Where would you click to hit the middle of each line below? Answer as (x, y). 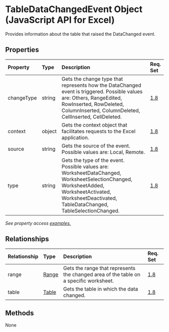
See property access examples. (38, 223)
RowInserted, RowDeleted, (93, 104)
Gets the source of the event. (96, 146)
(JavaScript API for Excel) (60, 20)
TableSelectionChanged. (91, 210)
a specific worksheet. (89, 281)
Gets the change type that (92, 79)
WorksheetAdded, (83, 185)
